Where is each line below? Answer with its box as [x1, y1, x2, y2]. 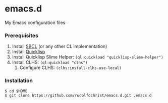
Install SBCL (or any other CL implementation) [12, 43, 107, 49]
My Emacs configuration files [5, 19, 66, 25]
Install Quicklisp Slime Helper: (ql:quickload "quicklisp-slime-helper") [12, 54, 163, 60]
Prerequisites [5, 32, 38, 39]
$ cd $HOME [5, 88, 28, 93]
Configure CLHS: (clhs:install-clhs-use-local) [19, 64, 122, 70]
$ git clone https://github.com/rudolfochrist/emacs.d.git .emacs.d [5, 93, 152, 98]
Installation [5, 77, 33, 84]
